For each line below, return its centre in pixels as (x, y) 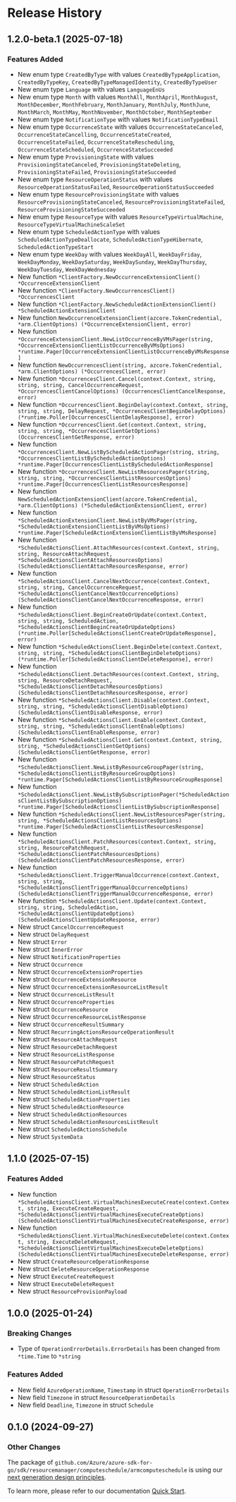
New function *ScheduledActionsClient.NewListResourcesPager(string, (122, 814)
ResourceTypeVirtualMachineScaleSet (71, 225)
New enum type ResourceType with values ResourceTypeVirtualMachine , (120, 216)
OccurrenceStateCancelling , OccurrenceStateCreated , (94, 134)
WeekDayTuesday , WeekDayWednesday (67, 269)
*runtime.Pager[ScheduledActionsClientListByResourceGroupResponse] (120, 780)
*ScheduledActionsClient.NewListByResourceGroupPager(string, (111, 767)
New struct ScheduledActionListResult (74, 1092)
